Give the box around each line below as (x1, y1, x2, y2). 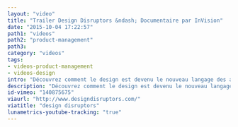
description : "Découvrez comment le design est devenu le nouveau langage (7, 83, 233, 90)
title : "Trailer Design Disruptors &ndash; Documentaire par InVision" (7, 17, 223, 24)
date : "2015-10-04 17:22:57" (7, 23, 93, 30)
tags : (7, 56, 23, 64)
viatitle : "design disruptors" (7, 102, 100, 109)
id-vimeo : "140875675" (7, 89, 74, 96)
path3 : (7, 43, 27, 50)
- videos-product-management (7, 63, 93, 70)
